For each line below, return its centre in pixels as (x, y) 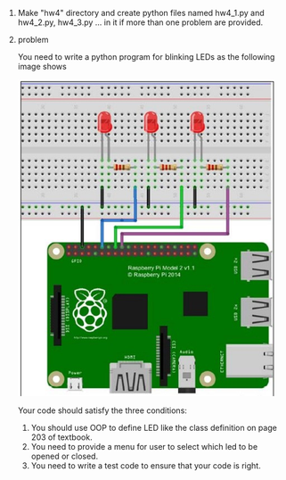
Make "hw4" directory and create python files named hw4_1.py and (141, 13)
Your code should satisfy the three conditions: (102, 410)
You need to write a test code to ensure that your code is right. (146, 466)
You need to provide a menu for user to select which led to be (144, 447)
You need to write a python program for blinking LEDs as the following (146, 57)
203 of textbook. (61, 437)
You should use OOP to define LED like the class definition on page (154, 428)
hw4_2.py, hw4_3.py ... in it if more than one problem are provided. (140, 22)
